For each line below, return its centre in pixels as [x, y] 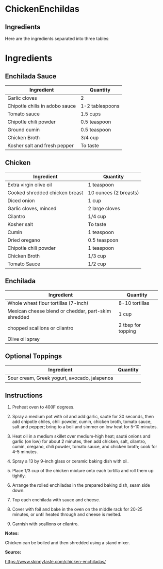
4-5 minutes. [25, 452]
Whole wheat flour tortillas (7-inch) [48, 303]
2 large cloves [104, 208]
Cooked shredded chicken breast [45, 192]
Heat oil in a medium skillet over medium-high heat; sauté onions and [81, 436]
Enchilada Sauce [31, 76]
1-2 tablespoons [100, 106]
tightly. [19, 476]
